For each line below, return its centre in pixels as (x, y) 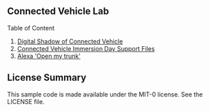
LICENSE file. (26, 101)
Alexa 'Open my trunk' (49, 56)
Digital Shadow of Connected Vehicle (70, 41)
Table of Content (31, 28)
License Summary (47, 78)
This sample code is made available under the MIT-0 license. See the (105, 94)
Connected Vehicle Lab (58, 11)
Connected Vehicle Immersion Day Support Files (86, 48)
